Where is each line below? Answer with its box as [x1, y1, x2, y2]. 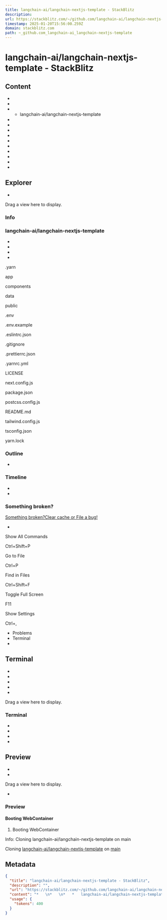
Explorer [5, 179, 32, 187]
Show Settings [5, 610, 35, 616]
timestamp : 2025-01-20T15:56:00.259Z [5, 21, 83, 26]
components [5, 283, 31, 289]
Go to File [5, 553, 25, 559]
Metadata [5, 860, 36, 869]
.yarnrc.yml [5, 360, 29, 366]
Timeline [5, 474, 27, 481]
